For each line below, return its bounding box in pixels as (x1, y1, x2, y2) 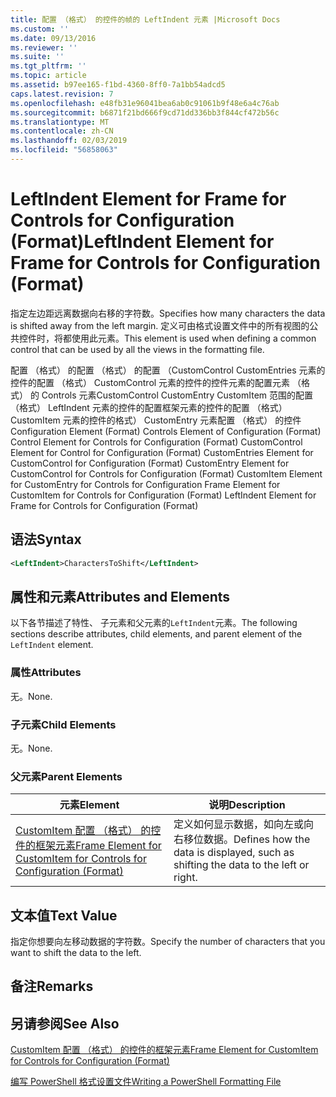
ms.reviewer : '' (10, 42, 78, 53)
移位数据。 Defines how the (183, 832, 311, 846)
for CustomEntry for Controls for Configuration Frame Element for (10, 478, 281, 490)
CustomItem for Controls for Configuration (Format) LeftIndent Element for (10, 489, 317, 501)
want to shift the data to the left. (10, 947, 142, 959)
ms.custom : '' (10, 24, 70, 34)
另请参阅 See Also (10, 1015, 120, 1032)
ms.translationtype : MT (10, 117, 110, 127)
